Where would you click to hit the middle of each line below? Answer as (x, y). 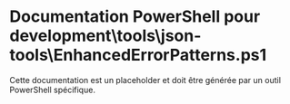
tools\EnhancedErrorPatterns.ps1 (138, 55)
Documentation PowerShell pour (135, 17)
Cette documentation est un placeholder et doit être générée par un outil (145, 80)
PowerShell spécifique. (52, 90)
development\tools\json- (105, 36)
